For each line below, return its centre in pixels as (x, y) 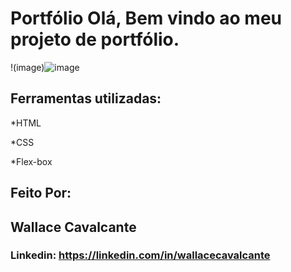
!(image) (27, 67)
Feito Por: (41, 193)
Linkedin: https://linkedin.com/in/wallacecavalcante (140, 255)
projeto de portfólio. (95, 39)
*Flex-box (31, 161)
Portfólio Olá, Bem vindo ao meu (146, 18)
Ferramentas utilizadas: (86, 98)
